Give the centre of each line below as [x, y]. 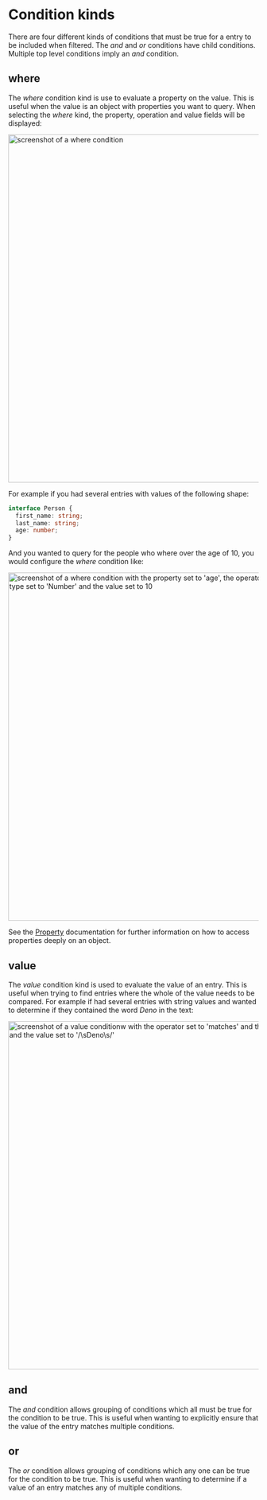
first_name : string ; [49, 516]
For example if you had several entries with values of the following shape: [129, 493]
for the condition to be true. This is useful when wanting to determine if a [128, 1479]
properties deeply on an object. [60, 941]
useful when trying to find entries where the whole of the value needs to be [132, 993]
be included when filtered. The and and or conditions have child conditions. [132, 45]
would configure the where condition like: [76, 562]
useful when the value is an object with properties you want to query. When [132, 106]
